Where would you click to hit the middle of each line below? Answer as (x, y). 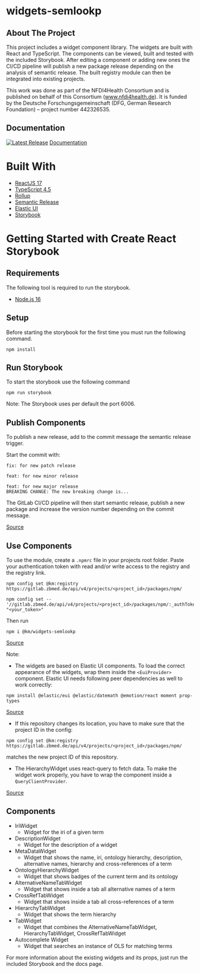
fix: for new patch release (41, 466)
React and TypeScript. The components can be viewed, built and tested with (100, 54)
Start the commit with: (33, 455)
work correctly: (33, 685)
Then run (17, 621)
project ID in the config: (44, 730)
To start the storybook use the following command (68, 382)
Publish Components (46, 422)
